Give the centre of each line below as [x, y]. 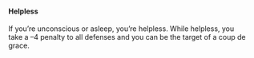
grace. [19, 46]
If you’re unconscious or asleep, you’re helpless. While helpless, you [121, 29]
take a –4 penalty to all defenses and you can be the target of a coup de [127, 37]
